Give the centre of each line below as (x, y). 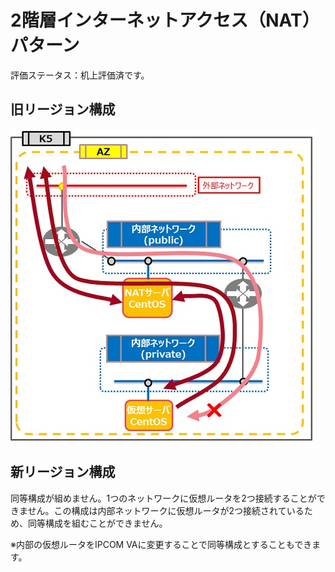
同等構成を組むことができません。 (97, 523)
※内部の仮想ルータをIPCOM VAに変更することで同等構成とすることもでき (161, 544)
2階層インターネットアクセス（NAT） (165, 20)
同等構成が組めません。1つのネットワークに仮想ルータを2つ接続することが (163, 498)
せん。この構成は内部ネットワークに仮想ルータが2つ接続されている (166, 510)
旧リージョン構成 (63, 109)
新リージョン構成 (63, 472)
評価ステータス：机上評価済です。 (80, 75)
